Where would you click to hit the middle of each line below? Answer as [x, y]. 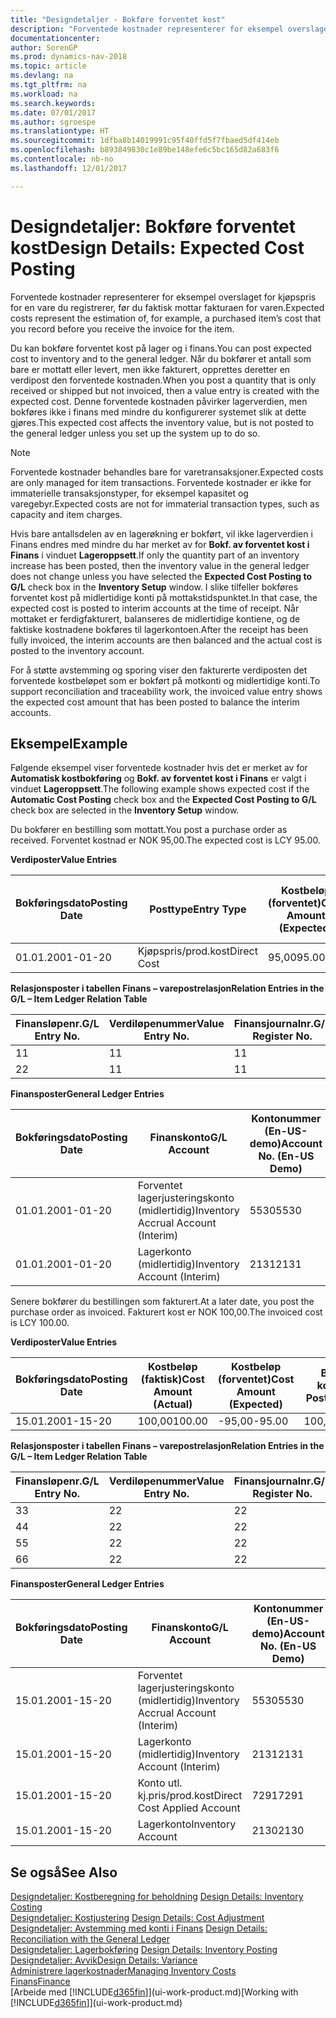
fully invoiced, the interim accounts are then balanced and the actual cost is [166, 640]
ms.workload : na [44, 94]
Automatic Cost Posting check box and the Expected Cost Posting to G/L [163, 800]
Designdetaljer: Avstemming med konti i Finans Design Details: [139, 1928]
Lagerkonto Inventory [187, 1824]
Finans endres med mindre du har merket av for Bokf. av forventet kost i [160, 544]
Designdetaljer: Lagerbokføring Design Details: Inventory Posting [144, 1950]
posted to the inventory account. [77, 650]
